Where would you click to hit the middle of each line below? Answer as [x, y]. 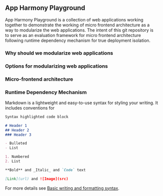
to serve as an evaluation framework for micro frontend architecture [73, 35]
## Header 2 [17, 130]
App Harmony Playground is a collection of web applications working [74, 19]
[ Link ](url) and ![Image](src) [37, 179]
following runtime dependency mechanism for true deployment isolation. [78, 40]
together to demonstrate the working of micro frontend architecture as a [77, 25]
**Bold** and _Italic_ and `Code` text [45, 170]
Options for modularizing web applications [56, 66]
